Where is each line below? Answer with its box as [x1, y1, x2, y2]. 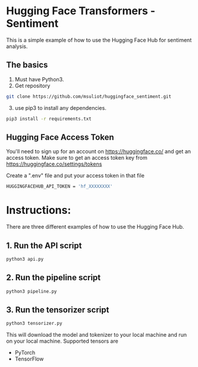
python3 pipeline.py [6, 288, 58, 295]
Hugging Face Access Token [6, 132, 114, 142]
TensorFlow [14, 355, 44, 363]
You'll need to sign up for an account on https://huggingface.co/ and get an [6, 148, 191, 155]
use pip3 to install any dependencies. [14, 104, 107, 111]
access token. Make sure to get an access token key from [6, 154, 147, 162]
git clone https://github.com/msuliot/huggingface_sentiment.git [6, 93, 171, 99]
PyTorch [14, 349, 36, 356]
